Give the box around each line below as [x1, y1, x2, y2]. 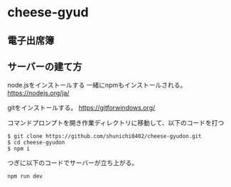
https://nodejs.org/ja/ [7, 89, 70, 97]
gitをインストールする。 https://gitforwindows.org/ [7, 104, 156, 112]
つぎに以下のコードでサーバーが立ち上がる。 [7, 159, 139, 167]
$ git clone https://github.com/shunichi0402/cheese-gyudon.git [7, 133, 202, 140]
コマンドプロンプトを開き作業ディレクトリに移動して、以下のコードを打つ [7, 119, 225, 127]
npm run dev [7, 173, 43, 180]
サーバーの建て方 [7, 60, 82, 73]
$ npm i [7, 145, 31, 153]
